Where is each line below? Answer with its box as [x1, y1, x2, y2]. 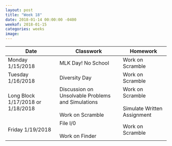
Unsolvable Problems [59, 92, 111, 99]
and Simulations [59, 98, 98, 106]
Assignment [122, 111, 152, 118]
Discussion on [59, 86, 94, 93]
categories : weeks [5, 27, 45, 32]
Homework [130, 48, 158, 54]
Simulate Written [122, 105, 163, 112]
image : [5, 31, 19, 36]
